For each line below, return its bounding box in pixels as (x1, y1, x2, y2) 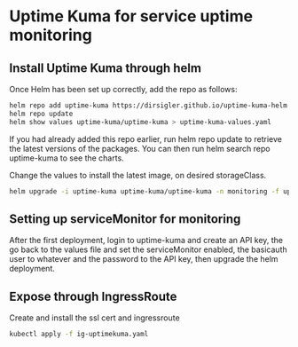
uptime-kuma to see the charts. (9, 153, 124, 163)
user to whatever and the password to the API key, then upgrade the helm (9, 254, 278, 264)
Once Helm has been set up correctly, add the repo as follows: (9, 84, 238, 94)
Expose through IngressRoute (9, 288, 177, 304)
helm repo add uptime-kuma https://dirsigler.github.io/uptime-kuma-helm (9, 101, 288, 110)
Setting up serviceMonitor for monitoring (9, 211, 241, 226)
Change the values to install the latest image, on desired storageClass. (9, 170, 267, 180)
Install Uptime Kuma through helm (9, 60, 202, 75)
